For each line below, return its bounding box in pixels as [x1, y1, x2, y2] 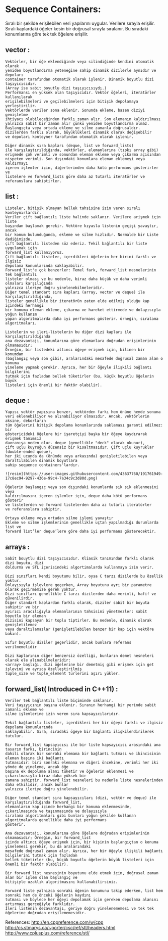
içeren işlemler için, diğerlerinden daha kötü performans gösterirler [5, 165, 158, 170]
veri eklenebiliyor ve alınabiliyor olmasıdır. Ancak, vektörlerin [5, 414, 150, 419]
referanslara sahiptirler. [5, 178, 62, 183]
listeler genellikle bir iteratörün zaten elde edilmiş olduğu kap [5, 298, 150, 304]
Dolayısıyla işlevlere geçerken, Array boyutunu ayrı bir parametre [5, 583, 152, 588]
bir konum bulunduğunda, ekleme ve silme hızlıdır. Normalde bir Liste [5, 232, 158, 237]
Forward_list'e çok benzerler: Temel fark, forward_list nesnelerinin [5, 267, 156, 272]
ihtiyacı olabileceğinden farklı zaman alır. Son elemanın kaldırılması [5, 116, 161, 122]
